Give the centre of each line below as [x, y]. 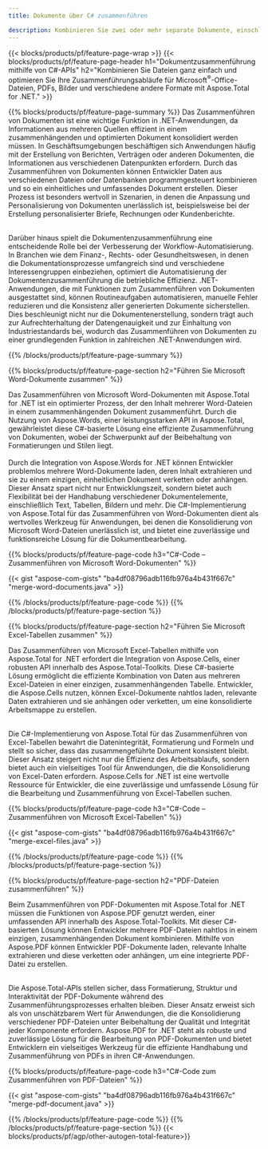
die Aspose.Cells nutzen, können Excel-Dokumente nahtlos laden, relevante [133, 693]
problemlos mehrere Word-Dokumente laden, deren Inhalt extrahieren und [130, 471]
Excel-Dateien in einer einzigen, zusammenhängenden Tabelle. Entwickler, [131, 685]
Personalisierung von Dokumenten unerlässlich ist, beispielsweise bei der [129, 205]
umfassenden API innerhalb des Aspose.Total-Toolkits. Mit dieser [115, 922]
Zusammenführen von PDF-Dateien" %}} [75, 1080]
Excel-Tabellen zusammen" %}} [61, 635]
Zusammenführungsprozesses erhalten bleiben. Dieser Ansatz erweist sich [132, 1005]
